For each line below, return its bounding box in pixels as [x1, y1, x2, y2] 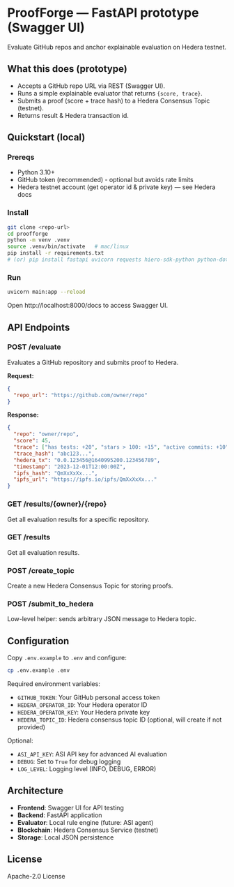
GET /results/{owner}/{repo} [7, 499, 107, 509]
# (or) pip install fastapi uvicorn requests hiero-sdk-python [7, 256, 195, 263]
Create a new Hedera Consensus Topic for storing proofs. [7, 581, 173, 590]
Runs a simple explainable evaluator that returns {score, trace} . [17, 89, 203, 97]
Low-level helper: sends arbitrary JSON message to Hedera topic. [7, 615, 197, 623]
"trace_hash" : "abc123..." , [13, 450, 95, 457]
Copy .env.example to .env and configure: [7, 654, 127, 662]
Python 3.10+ [17, 168, 56, 177]
